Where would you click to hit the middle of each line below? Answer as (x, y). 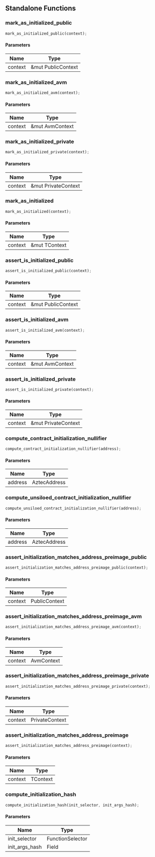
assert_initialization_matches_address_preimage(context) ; (69, 746)
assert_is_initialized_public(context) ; (49, 271)
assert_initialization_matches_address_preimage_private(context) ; (78, 686)
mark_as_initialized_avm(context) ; (43, 93)
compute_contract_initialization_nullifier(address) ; (63, 449)
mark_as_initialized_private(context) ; (47, 152)
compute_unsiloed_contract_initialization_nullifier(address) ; (73, 508)
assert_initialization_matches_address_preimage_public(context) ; (77, 568)
